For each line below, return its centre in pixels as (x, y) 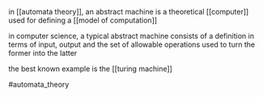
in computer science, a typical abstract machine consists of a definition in (131, 36)
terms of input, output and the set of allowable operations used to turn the (132, 44)
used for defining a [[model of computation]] (83, 20)
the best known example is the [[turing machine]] (90, 69)
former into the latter (43, 53)
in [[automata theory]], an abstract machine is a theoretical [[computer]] (129, 12)
